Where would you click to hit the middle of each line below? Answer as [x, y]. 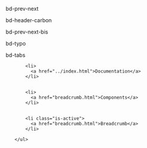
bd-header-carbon [29, 20]
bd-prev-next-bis [27, 32]
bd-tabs [16, 55]
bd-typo [16, 43]
